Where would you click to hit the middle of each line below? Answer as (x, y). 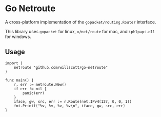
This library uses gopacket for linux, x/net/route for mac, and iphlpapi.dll (80, 31)
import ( (14, 63)
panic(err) (34, 93)
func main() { (20, 80)
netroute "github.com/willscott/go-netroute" (61, 67)
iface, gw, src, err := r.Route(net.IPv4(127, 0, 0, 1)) (73, 101)
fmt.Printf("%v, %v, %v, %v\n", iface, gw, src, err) (70, 106)
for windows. (18, 37)
